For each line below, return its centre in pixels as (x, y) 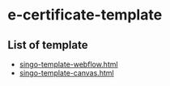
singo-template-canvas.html (66, 73)
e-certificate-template (85, 15)
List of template (48, 45)
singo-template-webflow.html (68, 64)
